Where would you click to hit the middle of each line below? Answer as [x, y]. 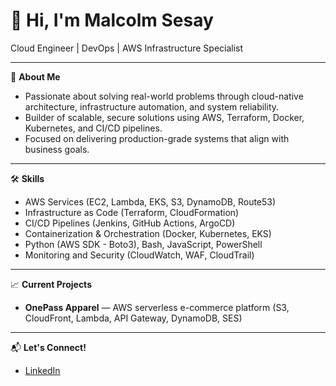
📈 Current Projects [51, 284]
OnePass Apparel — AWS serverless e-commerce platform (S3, [157, 307]
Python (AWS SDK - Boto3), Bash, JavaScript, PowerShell [143, 244]
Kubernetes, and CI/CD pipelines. [93, 128]
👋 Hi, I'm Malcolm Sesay [112, 20]
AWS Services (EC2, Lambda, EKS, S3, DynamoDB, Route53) [150, 201]
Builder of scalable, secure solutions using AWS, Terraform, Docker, [164, 117]
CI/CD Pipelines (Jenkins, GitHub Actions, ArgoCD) [130, 223]
